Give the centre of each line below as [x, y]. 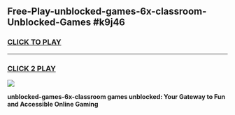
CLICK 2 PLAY [31, 68]
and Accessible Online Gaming [53, 104]
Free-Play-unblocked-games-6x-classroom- [107, 11]
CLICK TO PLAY [34, 43]
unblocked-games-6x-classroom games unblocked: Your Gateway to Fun [116, 96]
